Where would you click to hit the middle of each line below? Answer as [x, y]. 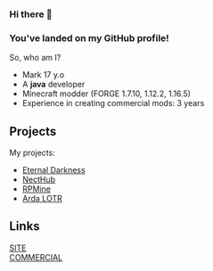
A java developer [53, 85]
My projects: [32, 153]
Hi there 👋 [31, 14]
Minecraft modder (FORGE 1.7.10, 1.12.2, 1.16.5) [106, 94]
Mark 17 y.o [43, 75]
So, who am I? [35, 58]
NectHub [39, 180]
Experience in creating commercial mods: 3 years [113, 103]
